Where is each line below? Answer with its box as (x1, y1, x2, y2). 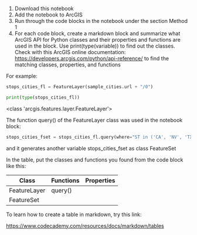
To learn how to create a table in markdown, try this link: (6, 211, 142, 218)
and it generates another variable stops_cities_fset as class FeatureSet (6, 145, 176, 152)
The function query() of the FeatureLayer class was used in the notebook (6, 116, 183, 123)
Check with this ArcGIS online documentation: (14, 49, 126, 55)
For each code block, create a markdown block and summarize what (14, 30, 181, 37)
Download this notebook (14, 5, 74, 12)
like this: (6, 162, 26, 169)
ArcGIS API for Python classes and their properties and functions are (14, 36, 181, 43)
